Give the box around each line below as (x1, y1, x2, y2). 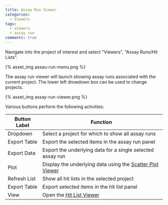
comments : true (5, 35, 37, 40)
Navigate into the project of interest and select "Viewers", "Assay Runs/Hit (5, 48, 158, 55)
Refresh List (7, 175, 36, 182)
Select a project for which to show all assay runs (42, 130, 156, 137)
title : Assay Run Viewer (5, 7, 57, 12)
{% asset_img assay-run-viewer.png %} (5, 93, 87, 100)
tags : (5, 21, 16, 26)
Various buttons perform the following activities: (5, 103, 104, 109)
